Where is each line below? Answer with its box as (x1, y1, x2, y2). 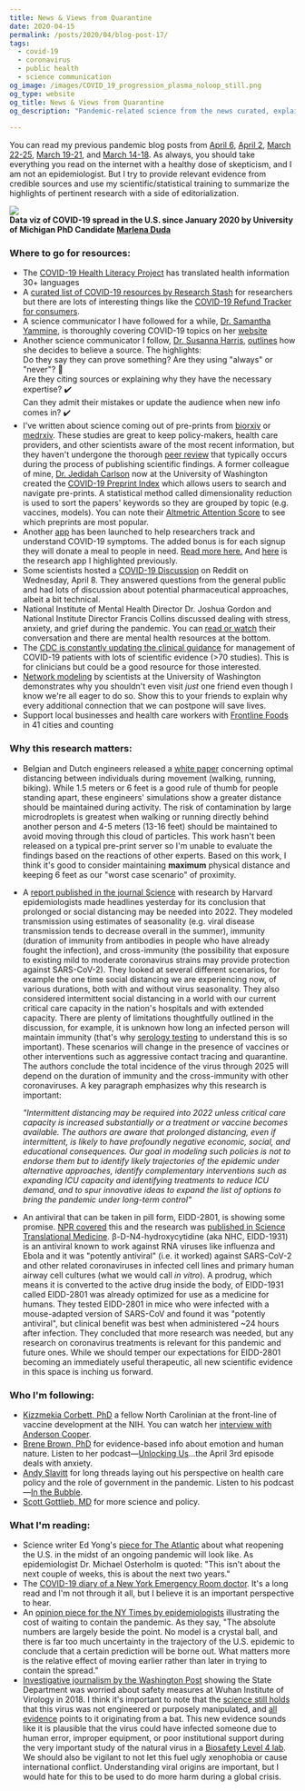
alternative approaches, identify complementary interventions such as (22, 1165, 288, 1176)
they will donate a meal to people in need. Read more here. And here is (22, 546, 288, 557)
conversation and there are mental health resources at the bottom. (22, 632, 271, 643)
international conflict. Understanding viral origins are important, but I (22, 1762, 280, 1773)
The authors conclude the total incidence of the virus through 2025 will (22, 1060, 289, 1071)
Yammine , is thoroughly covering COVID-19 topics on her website (22, 325, 268, 336)
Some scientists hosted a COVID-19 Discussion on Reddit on (22, 565, 249, 576)
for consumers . (22, 306, 80, 317)
